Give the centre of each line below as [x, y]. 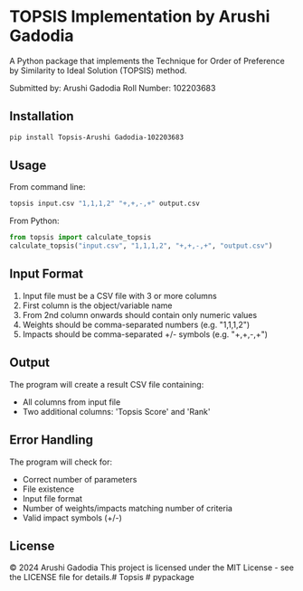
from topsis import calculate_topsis [80, 238]
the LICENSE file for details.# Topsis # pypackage [102, 577]
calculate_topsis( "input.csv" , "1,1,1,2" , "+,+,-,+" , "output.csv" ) [141, 246]
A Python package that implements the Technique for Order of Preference [147, 61]
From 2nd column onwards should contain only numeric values [140, 314]
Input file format [52, 498]
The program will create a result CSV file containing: [107, 384]
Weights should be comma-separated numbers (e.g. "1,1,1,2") [136, 324]
